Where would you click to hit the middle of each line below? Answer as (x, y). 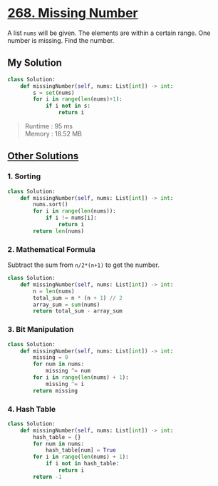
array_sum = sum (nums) (67, 305)
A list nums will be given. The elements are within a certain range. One (109, 33)
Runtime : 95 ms (49, 126)
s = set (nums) (54, 93)
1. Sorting (24, 176)
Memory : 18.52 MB (53, 134)
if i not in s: (68, 106)
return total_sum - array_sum (78, 311)
